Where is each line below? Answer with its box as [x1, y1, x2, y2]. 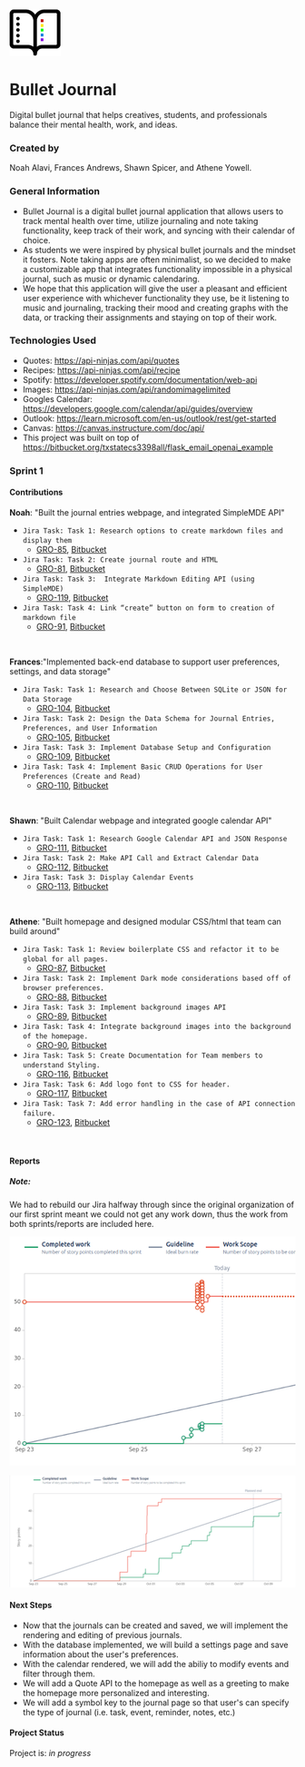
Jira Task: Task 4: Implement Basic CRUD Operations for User [22, 762, 263, 771]
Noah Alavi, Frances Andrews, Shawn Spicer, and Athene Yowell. [9, 162, 252, 173]
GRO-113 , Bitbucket [35, 880, 109, 891]
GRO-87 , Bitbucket [35, 962, 106, 973]
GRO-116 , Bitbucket [35, 1068, 109, 1079]
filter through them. [22, 1668, 95, 1679]
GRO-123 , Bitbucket [35, 1116, 111, 1127]
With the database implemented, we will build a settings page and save [22, 1639, 289, 1650]
